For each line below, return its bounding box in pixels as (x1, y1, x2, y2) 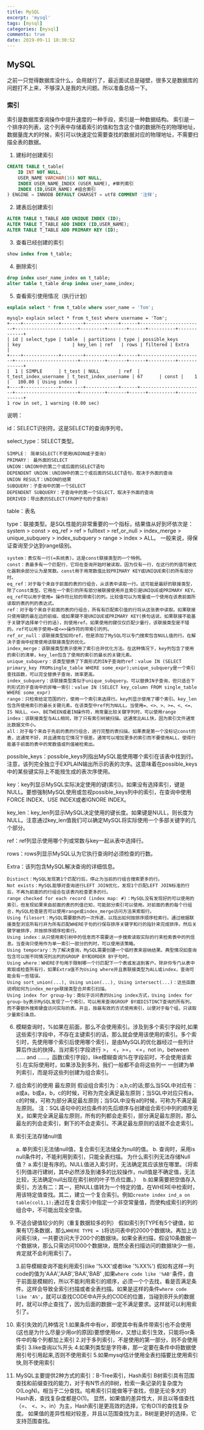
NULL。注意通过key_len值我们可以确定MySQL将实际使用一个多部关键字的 (7, 817, 191, 824)
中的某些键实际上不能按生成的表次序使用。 (7, 768, 114, 775)
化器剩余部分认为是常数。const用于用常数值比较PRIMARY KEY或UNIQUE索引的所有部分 (7, 568, 194, 574)
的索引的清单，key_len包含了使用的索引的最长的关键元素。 (7, 652, 135, 658)
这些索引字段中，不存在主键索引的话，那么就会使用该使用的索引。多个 (15, 1031, 192, 1038)
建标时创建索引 (15, 151, 53, 159)
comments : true (7, 32, 46, 38)
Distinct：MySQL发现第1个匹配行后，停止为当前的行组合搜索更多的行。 (7, 876, 163, 882)
